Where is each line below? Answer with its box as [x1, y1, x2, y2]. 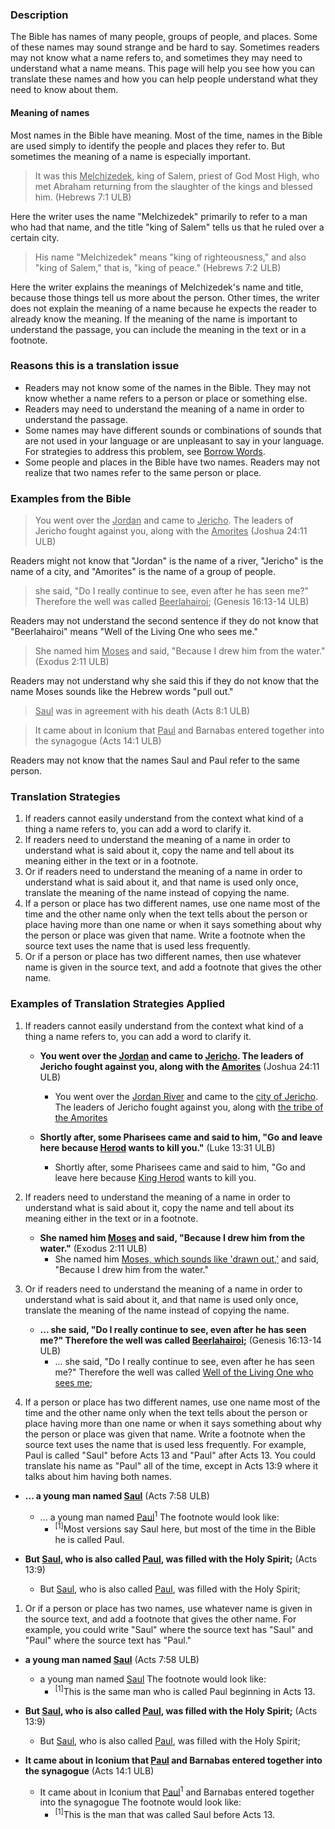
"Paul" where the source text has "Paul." [24, 1634, 192, 1646]
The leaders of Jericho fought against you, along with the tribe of [54, 1101, 324, 1113]
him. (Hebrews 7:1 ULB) [34, 191, 132, 203]
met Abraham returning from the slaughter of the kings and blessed [34, 180, 313, 192]
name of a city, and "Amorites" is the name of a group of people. [10, 566, 276, 578]
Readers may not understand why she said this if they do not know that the [10, 675, 320, 687]
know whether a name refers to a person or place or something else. [24, 392, 308, 404]
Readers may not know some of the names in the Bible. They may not [24, 381, 312, 393]
